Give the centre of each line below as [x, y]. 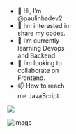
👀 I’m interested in [43, 26]
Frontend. [31, 78]
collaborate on [38, 71]
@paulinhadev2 [40, 18]
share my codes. [41, 33]
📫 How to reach [41, 86]
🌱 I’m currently [38, 41]
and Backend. [37, 55]
